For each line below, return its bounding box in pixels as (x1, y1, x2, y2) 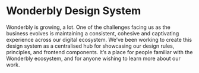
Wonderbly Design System (6, 4, 141, 18)
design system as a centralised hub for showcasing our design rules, (6, 42, 175, 49)
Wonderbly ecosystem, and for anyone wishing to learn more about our (6, 55, 181, 62)
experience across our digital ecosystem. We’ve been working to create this (6, 36, 192, 43)
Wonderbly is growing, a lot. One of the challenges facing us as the (6, 24, 170, 31)
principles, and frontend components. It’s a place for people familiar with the (6, 48, 193, 55)
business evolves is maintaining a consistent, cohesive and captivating (6, 29, 179, 36)
